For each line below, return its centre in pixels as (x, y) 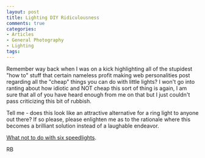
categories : (21, 29)
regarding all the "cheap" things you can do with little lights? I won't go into (101, 81)
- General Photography (35, 40)
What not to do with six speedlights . (51, 137)
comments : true (26, 23)
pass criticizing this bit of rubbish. (49, 101)
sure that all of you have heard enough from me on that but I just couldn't (98, 94)
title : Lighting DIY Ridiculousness (53, 18)
